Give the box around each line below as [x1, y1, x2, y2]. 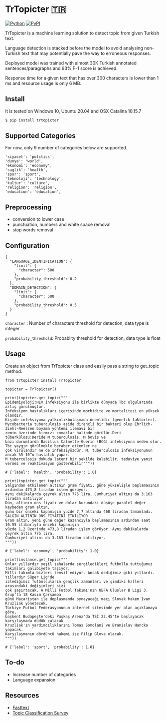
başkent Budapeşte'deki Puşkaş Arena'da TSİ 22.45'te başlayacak [5, 614, 144, 619]
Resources [5, 691, 39, 700]
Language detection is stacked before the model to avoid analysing [5, 45, 144, 51]
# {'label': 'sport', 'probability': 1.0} [5, 645, 95, 650]
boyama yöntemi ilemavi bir [36, 426, 95, 431]
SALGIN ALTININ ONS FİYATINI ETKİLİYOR [5, 513, 88, 518]
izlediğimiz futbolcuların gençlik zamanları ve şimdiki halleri [5, 579, 144, 584]
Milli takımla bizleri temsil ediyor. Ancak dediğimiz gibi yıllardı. [5, 570, 155, 575]
